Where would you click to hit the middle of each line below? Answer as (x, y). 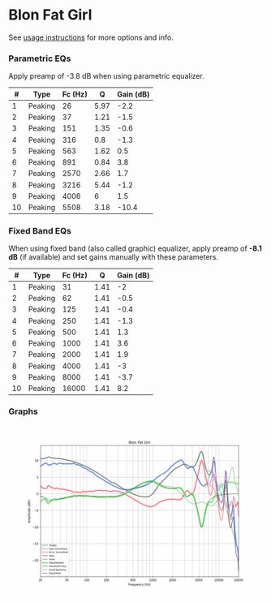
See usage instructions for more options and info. (91, 37)
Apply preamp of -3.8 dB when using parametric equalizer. (106, 76)
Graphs (23, 411)
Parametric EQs (40, 58)
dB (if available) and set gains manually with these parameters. (114, 257)
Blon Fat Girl (50, 15)
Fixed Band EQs (40, 230)
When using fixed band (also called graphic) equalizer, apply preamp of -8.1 (135, 248)
